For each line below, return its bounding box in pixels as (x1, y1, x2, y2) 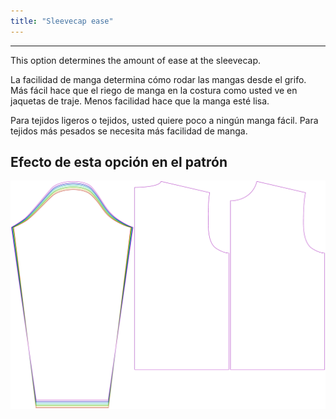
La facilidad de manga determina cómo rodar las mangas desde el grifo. (10, 73, 307, 85)
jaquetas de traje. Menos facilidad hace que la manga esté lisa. (10, 95, 270, 107)
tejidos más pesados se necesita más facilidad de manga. (10, 125, 248, 137)
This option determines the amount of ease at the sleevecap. (10, 54, 262, 66)
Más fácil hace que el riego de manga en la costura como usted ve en (10, 84, 298, 96)
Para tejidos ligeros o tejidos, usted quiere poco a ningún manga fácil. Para (10, 114, 319, 126)
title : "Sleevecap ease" (10, 16, 114, 26)
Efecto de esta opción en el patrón (10, 154, 228, 171)
